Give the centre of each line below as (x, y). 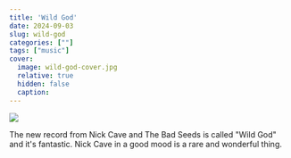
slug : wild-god (37, 34)
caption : (33, 92)
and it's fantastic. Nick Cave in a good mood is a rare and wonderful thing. (146, 144)
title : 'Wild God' (43, 17)
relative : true (46, 76)
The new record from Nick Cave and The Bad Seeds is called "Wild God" (143, 134)
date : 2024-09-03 (42, 26)
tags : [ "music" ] (39, 51)
